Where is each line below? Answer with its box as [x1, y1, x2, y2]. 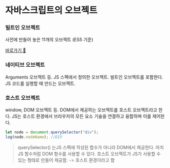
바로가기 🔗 [5, 47, 26, 53]
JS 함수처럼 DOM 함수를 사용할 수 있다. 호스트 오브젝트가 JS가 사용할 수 [17, 151, 161, 157]
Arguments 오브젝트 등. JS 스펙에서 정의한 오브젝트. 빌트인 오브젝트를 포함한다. [5, 74, 163, 80]
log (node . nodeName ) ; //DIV [5, 134, 62, 139]
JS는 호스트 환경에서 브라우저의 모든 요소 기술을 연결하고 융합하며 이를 [12, 113, 151, 120]
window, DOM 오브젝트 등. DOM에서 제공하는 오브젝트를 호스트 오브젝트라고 [5, 107, 157, 113]
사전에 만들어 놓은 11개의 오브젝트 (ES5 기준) [5, 37, 94, 43]
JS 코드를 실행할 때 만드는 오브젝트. [5, 80, 76, 87]
